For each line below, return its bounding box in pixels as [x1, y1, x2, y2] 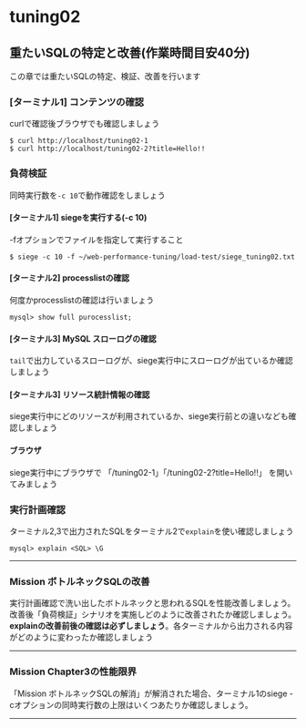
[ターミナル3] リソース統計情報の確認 [9, 389, 150, 400]
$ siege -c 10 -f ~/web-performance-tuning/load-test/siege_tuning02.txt [9, 252, 296, 261]
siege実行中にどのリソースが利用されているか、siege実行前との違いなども [9, 411, 289, 422]
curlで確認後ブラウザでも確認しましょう [9, 118, 160, 129]
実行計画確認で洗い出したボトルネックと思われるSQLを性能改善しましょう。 [9, 598, 296, 609]
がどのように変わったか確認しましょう [9, 631, 153, 643]
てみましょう [9, 478, 57, 489]
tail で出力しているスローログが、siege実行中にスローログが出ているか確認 [9, 355, 293, 366]
